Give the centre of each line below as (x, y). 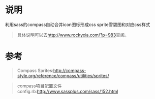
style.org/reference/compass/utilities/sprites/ (63, 75)
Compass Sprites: (35, 70)
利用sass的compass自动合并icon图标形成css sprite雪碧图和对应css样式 (77, 25)
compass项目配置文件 (39, 86)
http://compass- (70, 70)
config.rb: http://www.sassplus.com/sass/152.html (67, 91)
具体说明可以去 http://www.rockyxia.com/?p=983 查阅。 (73, 35)
